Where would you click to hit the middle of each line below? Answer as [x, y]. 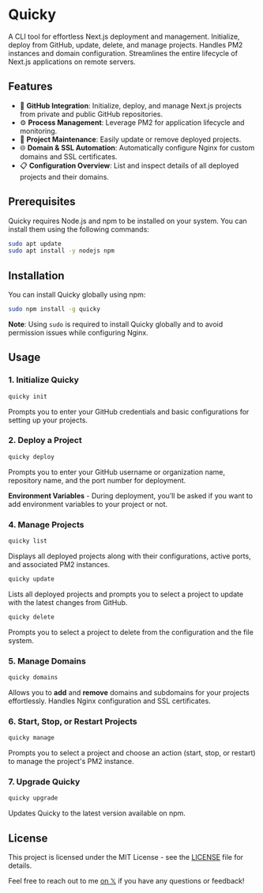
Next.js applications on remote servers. [72, 62]
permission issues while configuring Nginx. [78, 333]
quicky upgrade [33, 798]
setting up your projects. [48, 420]
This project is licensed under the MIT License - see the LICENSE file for [126, 857]
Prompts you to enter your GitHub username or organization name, [117, 471]
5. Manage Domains [47, 660]
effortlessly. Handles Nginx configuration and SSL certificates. [109, 701]
